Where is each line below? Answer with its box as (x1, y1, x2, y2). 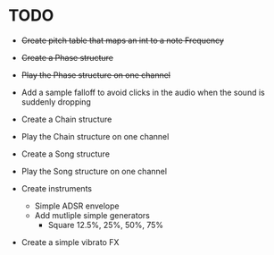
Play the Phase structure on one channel (21, 69, 171, 81)
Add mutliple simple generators (34, 209, 151, 220)
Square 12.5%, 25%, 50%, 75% (47, 219, 164, 230)
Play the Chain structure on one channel (21, 131, 170, 141)
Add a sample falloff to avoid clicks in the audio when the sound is (21, 87, 265, 98)
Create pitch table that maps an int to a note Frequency (21, 35, 225, 46)
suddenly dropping (21, 96, 91, 107)
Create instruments (21, 183, 93, 193)
